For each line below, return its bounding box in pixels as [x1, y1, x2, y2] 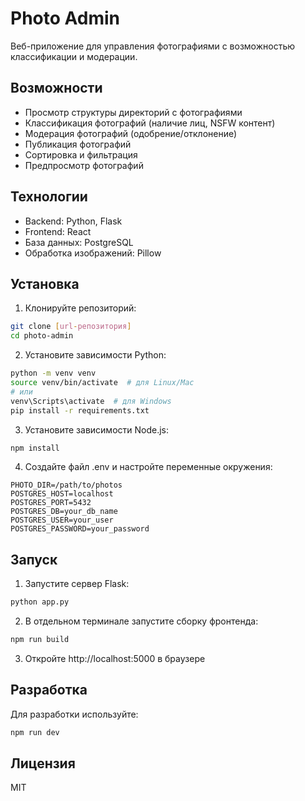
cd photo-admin [10, 331, 74, 341]
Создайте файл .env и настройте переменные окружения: [24, 461, 273, 473]
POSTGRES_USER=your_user [10, 515, 114, 526]
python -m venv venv [10, 368, 97, 379]
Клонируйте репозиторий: [24, 302, 137, 314]
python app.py [10, 597, 70, 607]
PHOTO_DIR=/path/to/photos [10, 480, 123, 491]
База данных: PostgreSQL [24, 236, 134, 248]
